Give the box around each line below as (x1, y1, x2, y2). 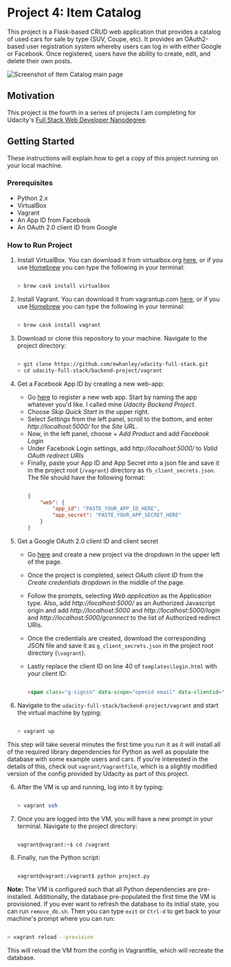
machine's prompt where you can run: (7, 915, 115, 923)
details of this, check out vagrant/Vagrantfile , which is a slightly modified (7, 762, 218, 770)
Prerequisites (7, 178, 53, 188)
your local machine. (7, 161, 63, 169)
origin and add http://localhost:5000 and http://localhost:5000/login (27, 606, 221, 614)
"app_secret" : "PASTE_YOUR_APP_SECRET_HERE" (52, 512, 182, 519)
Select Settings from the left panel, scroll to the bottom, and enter (27, 415, 213, 423)
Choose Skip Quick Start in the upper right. (27, 407, 150, 415)
